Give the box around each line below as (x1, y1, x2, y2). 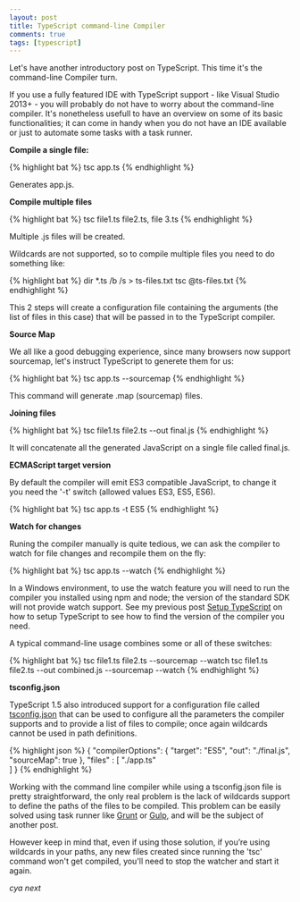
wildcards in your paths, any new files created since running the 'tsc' (9, 847, 263, 857)
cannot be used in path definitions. (9, 728, 137, 738)
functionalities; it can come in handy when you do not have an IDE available (9, 118, 287, 129)
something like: (9, 258, 65, 269)
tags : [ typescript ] (9, 38, 82, 47)
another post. (9, 820, 59, 830)
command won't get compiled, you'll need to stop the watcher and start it (9, 856, 279, 867)
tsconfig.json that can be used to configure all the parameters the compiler (9, 709, 285, 720)
